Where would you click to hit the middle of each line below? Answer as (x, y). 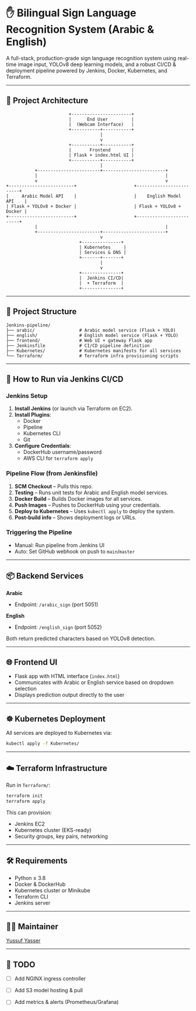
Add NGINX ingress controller (50, 979)
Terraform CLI (31, 896)
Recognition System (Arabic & (80, 30)
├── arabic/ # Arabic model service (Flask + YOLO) (91, 330)
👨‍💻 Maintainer (32, 926)
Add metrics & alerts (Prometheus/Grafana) (66, 1002)
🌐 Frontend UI (32, 663)
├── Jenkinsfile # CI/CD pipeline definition (78, 345)
